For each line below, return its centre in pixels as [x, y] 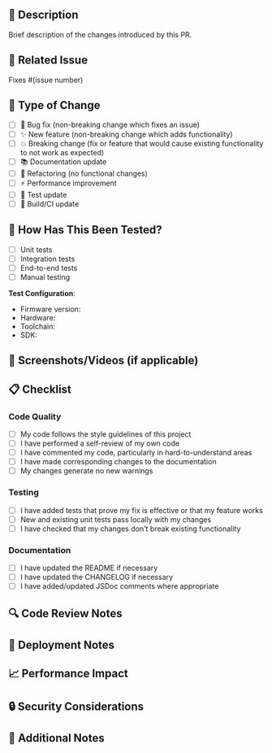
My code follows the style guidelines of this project [106, 434]
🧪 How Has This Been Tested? [85, 230]
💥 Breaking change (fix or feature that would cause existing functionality [142, 143]
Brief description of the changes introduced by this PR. [100, 34]
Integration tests [47, 259]
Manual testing [45, 276]
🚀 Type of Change [54, 105]
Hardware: [38, 317]
